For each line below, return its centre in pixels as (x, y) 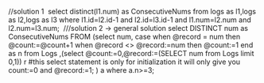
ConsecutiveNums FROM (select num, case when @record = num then (124, 36)
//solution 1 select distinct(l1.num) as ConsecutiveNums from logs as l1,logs (132, 11)
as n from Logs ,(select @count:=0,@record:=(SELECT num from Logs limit (131, 53)
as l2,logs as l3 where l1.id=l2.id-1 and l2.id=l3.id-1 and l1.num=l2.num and (130, 20)
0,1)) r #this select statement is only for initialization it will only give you (124, 62)
